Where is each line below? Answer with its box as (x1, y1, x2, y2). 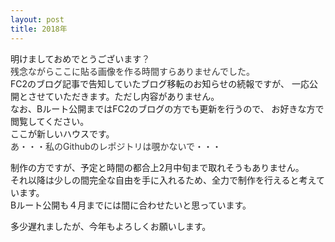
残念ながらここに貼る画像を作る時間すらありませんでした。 (10, 65, 255, 77)
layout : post (10, 14, 65, 25)
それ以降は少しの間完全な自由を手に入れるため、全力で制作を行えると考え (10, 174, 317, 186)
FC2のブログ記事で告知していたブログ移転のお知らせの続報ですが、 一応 (10, 77, 310, 90)
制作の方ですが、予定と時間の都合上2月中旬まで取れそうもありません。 (10, 161, 305, 173)
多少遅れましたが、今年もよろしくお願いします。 (10, 220, 212, 232)
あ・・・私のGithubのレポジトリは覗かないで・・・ (10, 140, 222, 152)
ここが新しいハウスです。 (10, 127, 115, 140)
